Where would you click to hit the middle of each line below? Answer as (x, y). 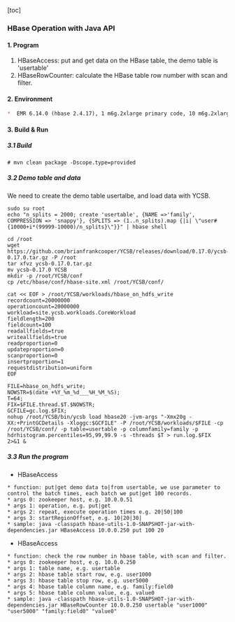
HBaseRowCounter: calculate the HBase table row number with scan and (122, 76)
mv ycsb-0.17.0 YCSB (37, 270)
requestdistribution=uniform (50, 368)
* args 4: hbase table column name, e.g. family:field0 (90, 587)
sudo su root (26, 208)
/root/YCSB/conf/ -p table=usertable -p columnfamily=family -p (103, 429)
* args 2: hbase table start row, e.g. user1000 (79, 574)
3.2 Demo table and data (44, 178)
